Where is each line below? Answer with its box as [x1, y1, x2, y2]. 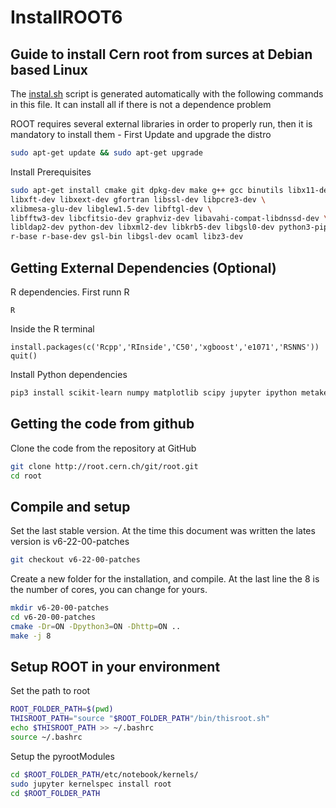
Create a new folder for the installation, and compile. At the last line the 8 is [10, 573, 320, 585]
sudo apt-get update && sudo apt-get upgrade [10, 148, 203, 158]
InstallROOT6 [10, 6, 123, 29]
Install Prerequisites [10, 166, 92, 178]
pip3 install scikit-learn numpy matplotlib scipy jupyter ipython [10, 387, 298, 398]
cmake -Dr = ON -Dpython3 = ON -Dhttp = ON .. [10, 621, 182, 631]
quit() [10, 351, 38, 361]
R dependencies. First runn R [10, 286, 130, 298]
